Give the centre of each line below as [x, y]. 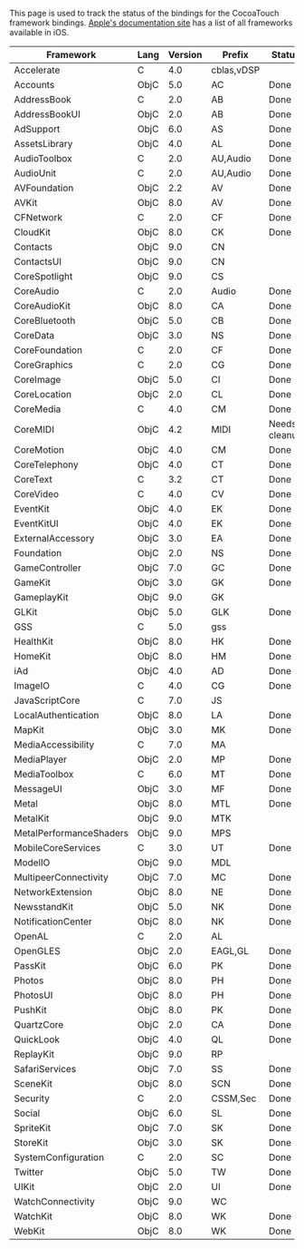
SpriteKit [33, 1128]
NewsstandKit [44, 907]
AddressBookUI [47, 114]
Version [185, 55]
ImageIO [32, 686]
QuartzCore [39, 1025]
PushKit [30, 1010]
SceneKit [33, 1083]
